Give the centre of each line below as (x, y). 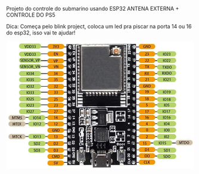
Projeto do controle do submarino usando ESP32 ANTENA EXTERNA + (93, 9)
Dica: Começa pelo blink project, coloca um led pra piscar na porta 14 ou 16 (99, 26)
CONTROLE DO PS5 (31, 15)
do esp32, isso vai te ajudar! (41, 33)
